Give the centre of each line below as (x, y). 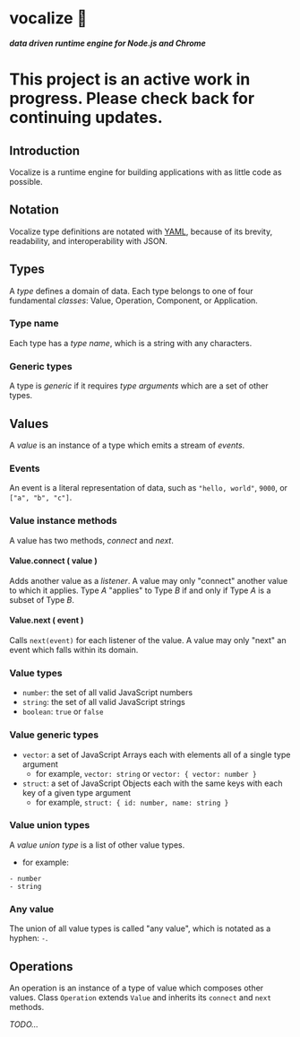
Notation (34, 210)
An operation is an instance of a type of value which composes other (137, 988)
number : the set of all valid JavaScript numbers (107, 693)
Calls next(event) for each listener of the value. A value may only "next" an (148, 640)
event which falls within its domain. (74, 649)
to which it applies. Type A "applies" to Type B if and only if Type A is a (140, 590)
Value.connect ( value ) (53, 561)
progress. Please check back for (132, 99)
